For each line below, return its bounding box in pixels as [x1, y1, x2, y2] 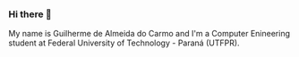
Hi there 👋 [8, 8, 53, 20]
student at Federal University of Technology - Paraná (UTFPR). [8, 37, 240, 48]
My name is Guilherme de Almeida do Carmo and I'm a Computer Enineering [8, 28, 290, 39]
